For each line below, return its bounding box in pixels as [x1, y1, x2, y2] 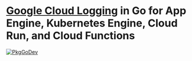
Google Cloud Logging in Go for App [6, 4, 187, 18]
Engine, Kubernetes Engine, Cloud [6, 16, 178, 30]
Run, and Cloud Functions [6, 29, 135, 42]
